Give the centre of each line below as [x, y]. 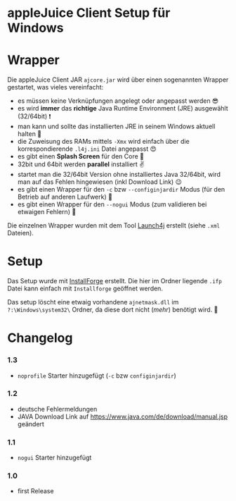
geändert [31, 423]
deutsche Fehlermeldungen [57, 409]
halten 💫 [29, 134]
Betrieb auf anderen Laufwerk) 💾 [65, 197]
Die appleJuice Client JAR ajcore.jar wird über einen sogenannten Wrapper [118, 80]
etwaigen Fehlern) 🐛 [47, 212]
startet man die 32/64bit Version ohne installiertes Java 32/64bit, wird [119, 175]
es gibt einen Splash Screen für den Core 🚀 [81, 156]
